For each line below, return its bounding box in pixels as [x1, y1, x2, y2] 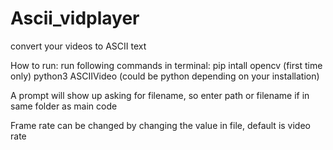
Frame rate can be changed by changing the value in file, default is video [10, 119, 311, 131]
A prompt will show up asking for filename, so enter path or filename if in [10, 89, 310, 101]
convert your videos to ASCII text [10, 40, 147, 52]
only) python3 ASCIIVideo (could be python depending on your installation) [10, 70, 320, 82]
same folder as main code [10, 100, 118, 112]
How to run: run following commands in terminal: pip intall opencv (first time [10, 59, 323, 71]
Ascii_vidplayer [10, 7, 140, 30]
